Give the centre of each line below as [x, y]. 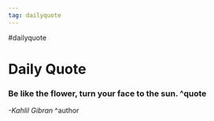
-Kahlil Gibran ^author [44, 111]
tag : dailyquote [35, 15]
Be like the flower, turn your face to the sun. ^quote [107, 93]
